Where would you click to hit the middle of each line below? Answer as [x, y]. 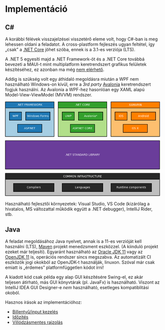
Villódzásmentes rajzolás [37, 322]
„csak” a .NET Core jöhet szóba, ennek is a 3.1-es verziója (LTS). [70, 49]
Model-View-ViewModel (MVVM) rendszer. [49, 95]
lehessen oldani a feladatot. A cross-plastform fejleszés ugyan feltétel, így [80, 44]
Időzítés [20, 317]
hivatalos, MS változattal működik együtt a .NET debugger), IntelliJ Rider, [79, 209]
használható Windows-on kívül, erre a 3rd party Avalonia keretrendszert [78, 84]
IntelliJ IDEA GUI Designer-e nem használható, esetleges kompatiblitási [77, 288]
